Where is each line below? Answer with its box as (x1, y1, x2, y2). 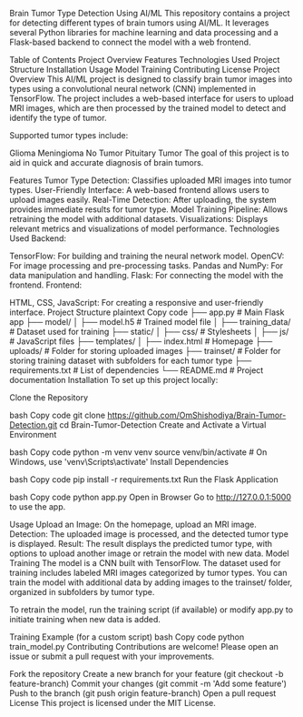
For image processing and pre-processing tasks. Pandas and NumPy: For (9, 260, 284, 271)
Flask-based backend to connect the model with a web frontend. (9, 36, 251, 47)
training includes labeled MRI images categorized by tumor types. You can (9, 568, 288, 578)
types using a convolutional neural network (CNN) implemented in (9, 84, 257, 94)
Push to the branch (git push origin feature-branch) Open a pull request (9, 688, 277, 699)
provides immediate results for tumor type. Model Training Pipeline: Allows (9, 204, 288, 215)
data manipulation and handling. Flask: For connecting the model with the (9, 270, 284, 280)
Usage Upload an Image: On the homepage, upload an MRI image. (9, 519, 257, 530)
